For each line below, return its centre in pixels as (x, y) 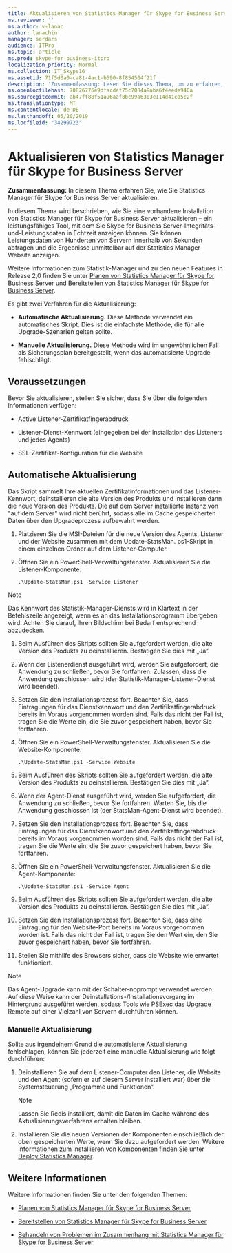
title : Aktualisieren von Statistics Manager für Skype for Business (110, 13)
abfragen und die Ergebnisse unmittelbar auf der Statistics (91, 248)
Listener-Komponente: (50, 569)
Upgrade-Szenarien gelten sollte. (65, 332)
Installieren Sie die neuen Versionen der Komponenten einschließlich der (121, 1134)
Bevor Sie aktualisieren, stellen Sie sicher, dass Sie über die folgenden (107, 398)
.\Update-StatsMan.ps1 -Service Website (76, 762)
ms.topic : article (34, 52)
